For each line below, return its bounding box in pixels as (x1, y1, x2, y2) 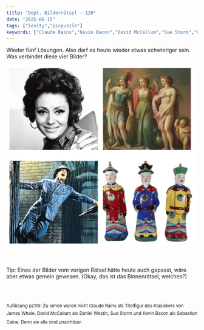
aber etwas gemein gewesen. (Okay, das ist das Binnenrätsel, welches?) (6, 273, 187, 280)
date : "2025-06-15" (6, 16, 56, 22)
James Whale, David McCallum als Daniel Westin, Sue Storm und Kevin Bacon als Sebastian (6, 311, 198, 317)
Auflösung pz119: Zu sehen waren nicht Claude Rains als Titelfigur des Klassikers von (6, 303, 184, 309)
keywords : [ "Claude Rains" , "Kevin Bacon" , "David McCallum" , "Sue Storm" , (6, 29, 194, 35)
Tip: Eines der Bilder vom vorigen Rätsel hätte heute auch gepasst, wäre (6, 266, 187, 273)
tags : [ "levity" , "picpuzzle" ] (6, 22, 83, 29)
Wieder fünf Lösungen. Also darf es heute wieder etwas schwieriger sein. (6, 46, 191, 54)
